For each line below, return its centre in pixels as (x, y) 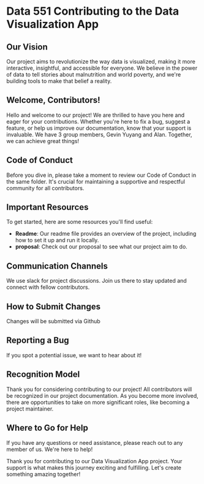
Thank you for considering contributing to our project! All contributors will (99, 389)
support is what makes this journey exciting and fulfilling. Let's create (94, 467)
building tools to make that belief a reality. (59, 81)
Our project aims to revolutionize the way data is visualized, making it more (101, 61)
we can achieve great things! (43, 141)
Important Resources (47, 207)
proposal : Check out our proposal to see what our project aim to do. (101, 247)
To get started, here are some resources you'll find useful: (80, 222)
